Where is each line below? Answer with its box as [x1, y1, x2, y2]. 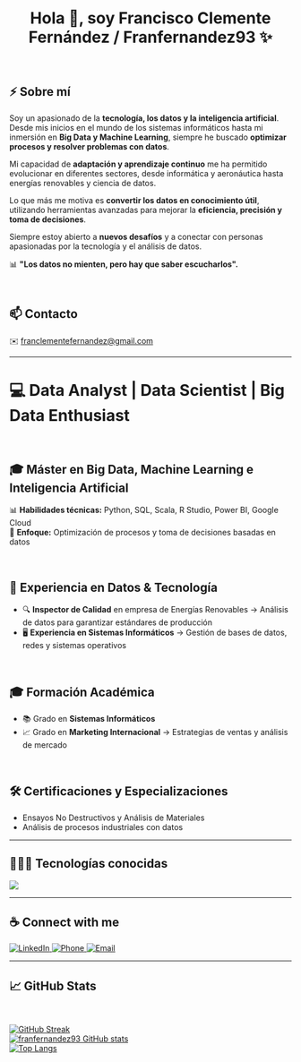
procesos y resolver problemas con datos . [9, 141, 170, 151]
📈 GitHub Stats [9, 978, 97, 993]
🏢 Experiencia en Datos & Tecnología [9, 579, 218, 595]
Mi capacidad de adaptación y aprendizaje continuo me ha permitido [9, 158, 268, 169]
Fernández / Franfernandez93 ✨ [28, 27, 273, 47]
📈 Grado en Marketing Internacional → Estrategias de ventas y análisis [21, 726, 288, 737]
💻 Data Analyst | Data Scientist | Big [9, 380, 285, 400]
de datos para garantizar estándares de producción [21, 617, 213, 628]
